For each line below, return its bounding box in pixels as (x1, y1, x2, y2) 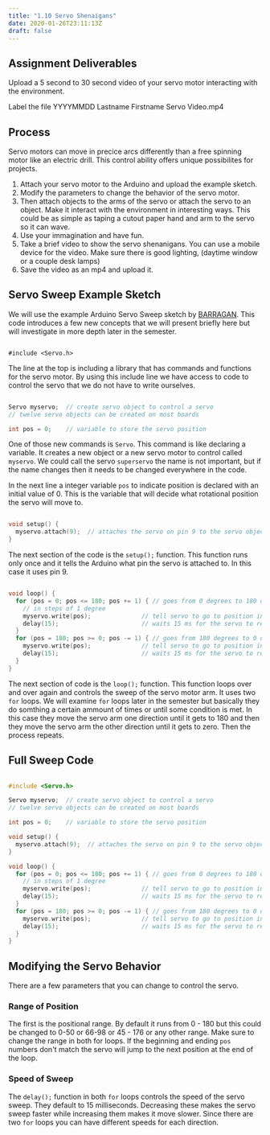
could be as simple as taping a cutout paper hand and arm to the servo (19, 214, 255, 223)
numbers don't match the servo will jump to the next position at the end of (8, 1045, 254, 1055)
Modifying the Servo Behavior (8, 959, 162, 973)
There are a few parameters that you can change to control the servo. (8, 981, 239, 990)
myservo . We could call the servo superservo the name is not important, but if (8, 456, 261, 467)
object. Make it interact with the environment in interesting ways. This (19, 205, 251, 214)
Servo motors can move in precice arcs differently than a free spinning (8, 146, 243, 156)
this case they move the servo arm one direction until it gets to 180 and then (8, 713, 260, 722)
